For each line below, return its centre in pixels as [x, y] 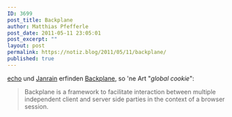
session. [36, 106]
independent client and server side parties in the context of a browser [124, 99]
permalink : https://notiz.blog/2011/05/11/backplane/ [87, 53]
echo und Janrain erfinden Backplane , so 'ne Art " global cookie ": [101, 78]
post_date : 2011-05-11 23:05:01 [54, 33]
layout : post [26, 46]
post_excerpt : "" [32, 39]
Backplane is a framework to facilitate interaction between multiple [120, 91]
